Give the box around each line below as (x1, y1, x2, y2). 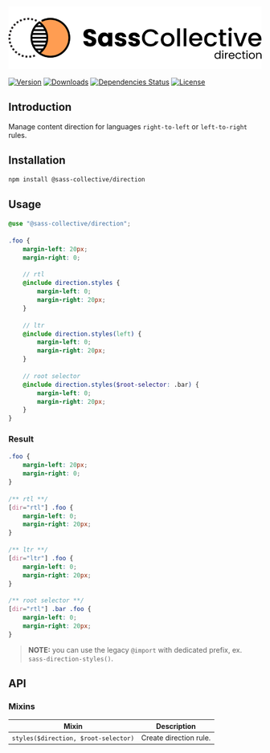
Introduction (8, 100, 72, 114)
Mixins (8, 701, 35, 712)
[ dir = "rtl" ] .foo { (8, 503, 74, 511)
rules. (8, 130, 27, 140)
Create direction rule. (141, 733, 211, 743)
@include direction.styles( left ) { (22, 330, 142, 338)
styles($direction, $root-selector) (11, 735, 135, 743)
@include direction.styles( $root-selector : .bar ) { (22, 381, 199, 389)
